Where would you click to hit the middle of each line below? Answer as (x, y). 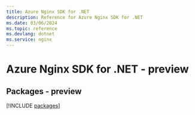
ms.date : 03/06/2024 (32, 23)
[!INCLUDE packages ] (33, 106)
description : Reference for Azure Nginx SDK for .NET (75, 17)
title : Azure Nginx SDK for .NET (48, 12)
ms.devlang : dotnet (31, 34)
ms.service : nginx (29, 40)
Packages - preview (44, 91)
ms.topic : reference (32, 28)
